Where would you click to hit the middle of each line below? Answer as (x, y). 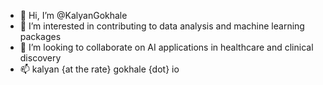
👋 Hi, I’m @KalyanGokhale (73, 15)
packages (40, 36)
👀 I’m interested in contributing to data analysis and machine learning (162, 26)
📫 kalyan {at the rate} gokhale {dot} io (99, 69)
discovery (40, 58)
